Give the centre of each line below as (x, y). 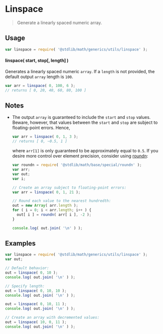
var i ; (19, 179)
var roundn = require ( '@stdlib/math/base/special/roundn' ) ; (77, 165)
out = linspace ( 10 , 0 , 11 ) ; (36, 322)
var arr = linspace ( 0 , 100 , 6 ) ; (40, 85)
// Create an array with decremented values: (52, 318)
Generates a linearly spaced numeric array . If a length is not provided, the (80, 71)
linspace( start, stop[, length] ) (37, 60)
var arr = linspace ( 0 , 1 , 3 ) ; (45, 137)
